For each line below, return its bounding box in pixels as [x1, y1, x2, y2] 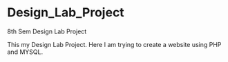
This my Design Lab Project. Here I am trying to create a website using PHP [7, 40, 222, 48]
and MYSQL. [7, 48, 44, 56]
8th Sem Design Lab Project [7, 27, 87, 35]
